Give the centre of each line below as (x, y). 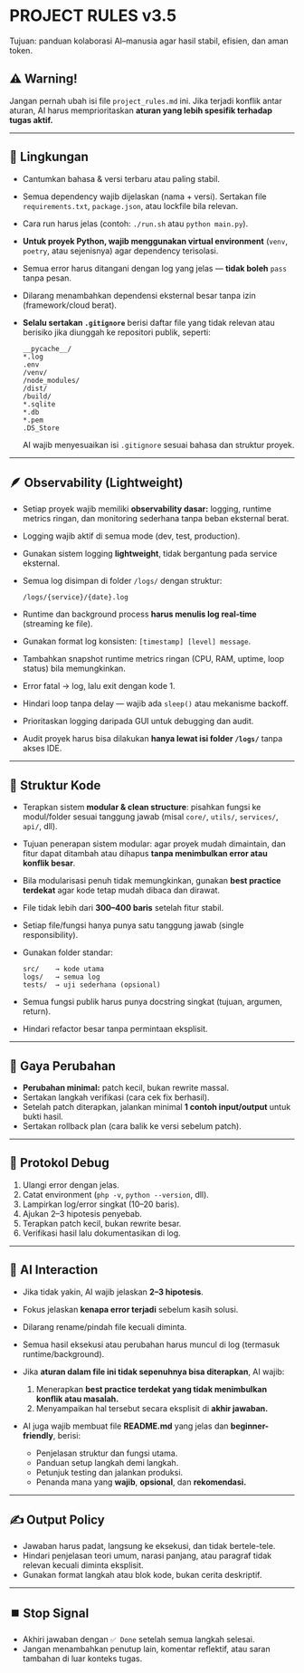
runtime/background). (63, 1353)
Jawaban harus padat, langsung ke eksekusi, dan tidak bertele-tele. (149, 1546)
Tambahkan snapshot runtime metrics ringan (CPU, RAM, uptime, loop (153, 659)
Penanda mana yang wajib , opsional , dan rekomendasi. (141, 1482)
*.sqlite (39, 404)
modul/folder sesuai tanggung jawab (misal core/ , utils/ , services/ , (150, 817)
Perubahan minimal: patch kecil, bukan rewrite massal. (125, 1088)
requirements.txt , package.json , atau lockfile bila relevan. (130, 206)
